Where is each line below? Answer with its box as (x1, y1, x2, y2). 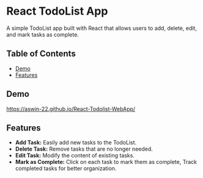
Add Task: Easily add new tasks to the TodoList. (15, 139, 137, 146)
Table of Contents (6, 49, 76, 59)
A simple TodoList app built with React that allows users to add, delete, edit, (6, 24, 197, 32)
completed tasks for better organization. (15, 165, 117, 172)
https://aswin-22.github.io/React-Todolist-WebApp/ (6, 105, 136, 112)
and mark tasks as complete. (6, 30, 79, 38)
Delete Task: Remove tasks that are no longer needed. (15, 145, 153, 153)
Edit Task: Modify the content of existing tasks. (15, 152, 135, 159)
